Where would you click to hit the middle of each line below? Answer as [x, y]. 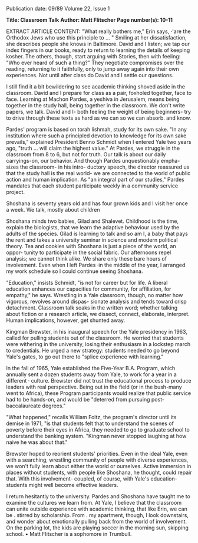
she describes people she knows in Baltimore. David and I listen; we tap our [98, 44]
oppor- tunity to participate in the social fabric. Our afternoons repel [89, 252]
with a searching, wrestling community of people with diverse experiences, [97, 460]
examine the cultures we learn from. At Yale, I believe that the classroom [94, 503]
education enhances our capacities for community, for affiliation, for [89, 289]
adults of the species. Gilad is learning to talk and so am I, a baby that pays [97, 233]
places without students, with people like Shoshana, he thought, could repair [99, 472]
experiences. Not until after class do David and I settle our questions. [90, 75]
